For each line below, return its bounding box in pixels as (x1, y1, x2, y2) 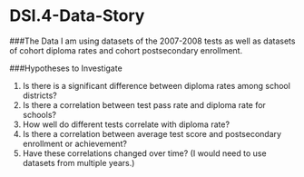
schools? (22, 109, 57, 120)
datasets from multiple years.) (22, 157, 135, 168)
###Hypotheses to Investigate (9, 63, 123, 74)
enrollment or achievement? (22, 138, 127, 149)
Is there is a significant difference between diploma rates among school (22, 80, 290, 91)
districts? (22, 90, 57, 101)
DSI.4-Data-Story (9, 5, 145, 26)
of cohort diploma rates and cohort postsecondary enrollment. (9, 44, 243, 55)
